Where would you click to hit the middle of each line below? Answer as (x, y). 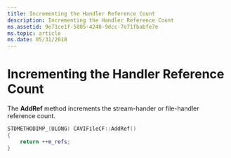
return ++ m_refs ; (45, 142)
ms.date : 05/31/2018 (38, 40)
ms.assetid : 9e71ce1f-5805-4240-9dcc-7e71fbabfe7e (83, 27)
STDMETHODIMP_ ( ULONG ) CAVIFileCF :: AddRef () (72, 129)
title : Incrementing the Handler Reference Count (81, 14)
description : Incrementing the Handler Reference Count (91, 20)
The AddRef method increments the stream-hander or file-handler (103, 108)
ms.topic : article (34, 33)
